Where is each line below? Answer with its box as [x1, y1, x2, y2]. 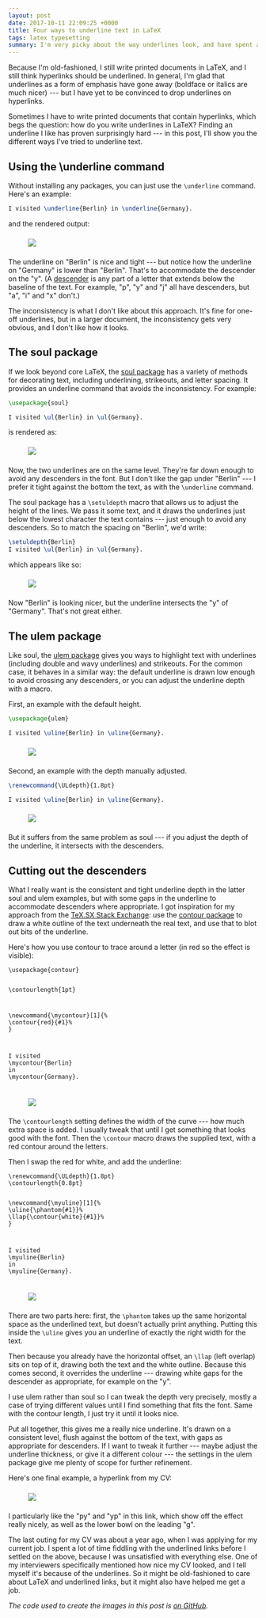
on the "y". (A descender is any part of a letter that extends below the [8, 274, 235, 283]
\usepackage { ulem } [8, 714, 69, 723]
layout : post [8, 11, 51, 20]
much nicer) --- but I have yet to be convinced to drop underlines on [8, 88, 232, 97]
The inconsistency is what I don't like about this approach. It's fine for [8, 306, 236, 315]
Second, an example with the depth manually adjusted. [8, 765, 188, 776]
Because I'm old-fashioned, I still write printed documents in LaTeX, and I [8, 63, 247, 72]
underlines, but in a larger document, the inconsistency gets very [19, 314, 232, 324]
